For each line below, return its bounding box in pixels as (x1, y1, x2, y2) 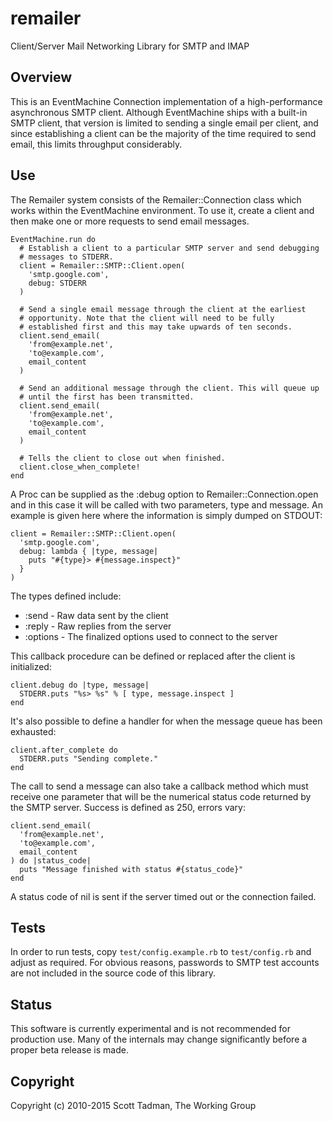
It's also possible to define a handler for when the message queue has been (10, 715, 323, 727)
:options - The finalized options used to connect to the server (24, 630, 278, 642)
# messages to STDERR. (19, 252, 114, 262)
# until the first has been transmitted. (19, 392, 195, 402)
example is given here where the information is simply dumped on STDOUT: (10, 509, 323, 521)
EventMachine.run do (10, 234, 97, 244)
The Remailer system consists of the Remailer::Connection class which (10, 193, 302, 206)
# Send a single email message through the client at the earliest (19, 304, 307, 314)
